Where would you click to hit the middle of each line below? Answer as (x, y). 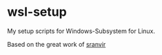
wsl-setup (37, 12)
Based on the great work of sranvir (57, 44)
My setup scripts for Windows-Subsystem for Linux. (81, 31)
